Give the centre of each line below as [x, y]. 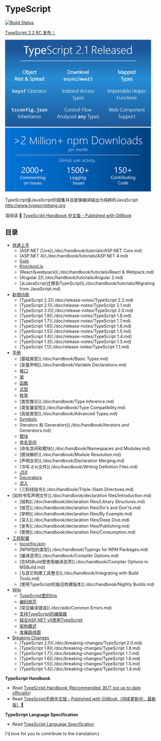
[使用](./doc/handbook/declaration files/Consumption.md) [78, 532]
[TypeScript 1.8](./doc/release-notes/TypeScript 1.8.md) [75, 316]
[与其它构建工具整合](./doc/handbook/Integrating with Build [79, 573]
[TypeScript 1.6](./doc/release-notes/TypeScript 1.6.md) [75, 326]
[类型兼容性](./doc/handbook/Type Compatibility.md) [72, 407]
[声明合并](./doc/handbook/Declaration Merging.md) [72, 461]
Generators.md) [35, 430]
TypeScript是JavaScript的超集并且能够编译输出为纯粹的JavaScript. [72, 200]
